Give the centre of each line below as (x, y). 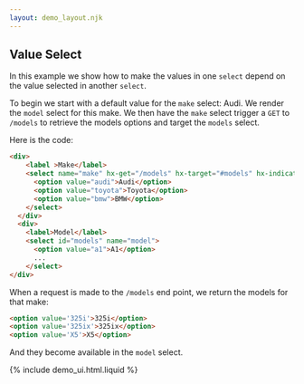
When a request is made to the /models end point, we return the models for (149, 292)
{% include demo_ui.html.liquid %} (74, 370)
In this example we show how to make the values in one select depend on (147, 76)
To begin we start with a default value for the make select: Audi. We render (147, 103)
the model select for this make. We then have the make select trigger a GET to (150, 113)
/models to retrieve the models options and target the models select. (135, 122)
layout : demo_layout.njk (56, 18)
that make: (29, 302)
